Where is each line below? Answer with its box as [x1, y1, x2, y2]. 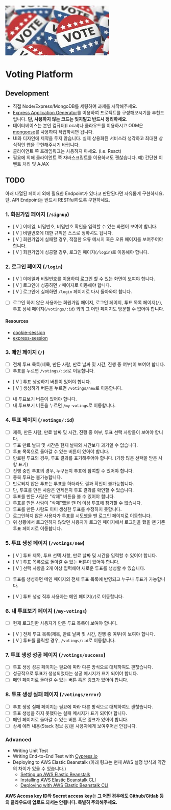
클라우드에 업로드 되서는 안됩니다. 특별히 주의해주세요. [10, 799, 117, 805]
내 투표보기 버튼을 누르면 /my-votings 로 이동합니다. [12, 402, 116, 408]
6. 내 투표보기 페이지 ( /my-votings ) [5, 607, 87, 615]
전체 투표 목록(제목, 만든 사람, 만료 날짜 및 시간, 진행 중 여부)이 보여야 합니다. [12, 361, 165, 367]
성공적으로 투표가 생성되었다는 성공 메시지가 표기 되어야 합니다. [12, 670, 139, 677]
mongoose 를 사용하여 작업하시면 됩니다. [12, 129, 94, 135]
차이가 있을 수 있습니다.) [18, 765, 66, 772]
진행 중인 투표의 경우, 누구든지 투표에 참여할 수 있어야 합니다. [12, 467, 134, 473]
